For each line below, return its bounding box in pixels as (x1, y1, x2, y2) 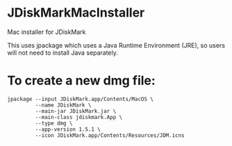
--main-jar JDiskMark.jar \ (35, 107, 117, 115)
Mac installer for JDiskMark (7, 28, 86, 36)
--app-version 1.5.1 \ (35, 126, 101, 133)
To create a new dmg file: (7, 73, 156, 89)
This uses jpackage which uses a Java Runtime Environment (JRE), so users (7, 41, 226, 49)
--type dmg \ (35, 120, 73, 127)
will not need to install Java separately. (7, 48, 118, 57)
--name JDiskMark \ (35, 102, 92, 109)
